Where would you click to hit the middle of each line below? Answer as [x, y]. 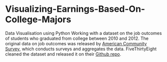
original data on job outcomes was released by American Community [76, 43]
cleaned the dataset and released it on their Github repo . [63, 54]
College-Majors [38, 19]
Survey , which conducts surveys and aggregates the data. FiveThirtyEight [81, 49]
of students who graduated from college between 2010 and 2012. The [77, 38]
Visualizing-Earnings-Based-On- [75, 9]
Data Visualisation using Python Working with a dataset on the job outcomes [83, 33]
